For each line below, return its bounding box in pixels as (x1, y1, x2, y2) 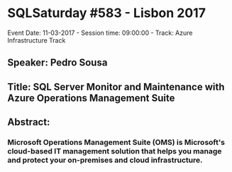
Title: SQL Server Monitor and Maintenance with (7, 80, 225, 93)
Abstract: (7, 116, 50, 129)
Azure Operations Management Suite (7, 92, 175, 104)
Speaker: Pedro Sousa (7, 57, 108, 69)
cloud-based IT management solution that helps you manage (7, 146, 222, 156)
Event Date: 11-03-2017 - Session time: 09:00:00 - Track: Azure (7, 28, 193, 37)
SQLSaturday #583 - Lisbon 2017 (7, 5, 206, 21)
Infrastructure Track (7, 36, 66, 44)
